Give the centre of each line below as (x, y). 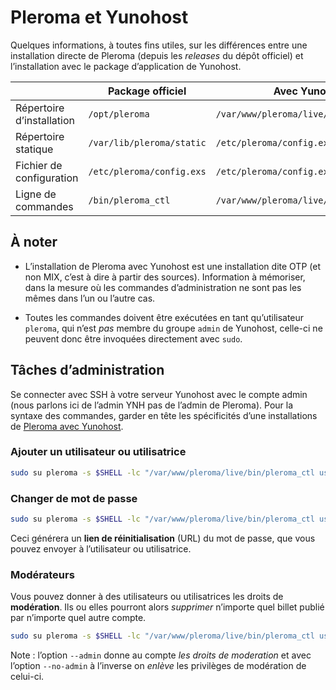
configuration (47, 178)
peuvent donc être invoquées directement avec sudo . (133, 338)
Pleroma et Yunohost (99, 17)
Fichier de (39, 165)
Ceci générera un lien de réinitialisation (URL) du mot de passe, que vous (163, 538)
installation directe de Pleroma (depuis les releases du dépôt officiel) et (157, 55)
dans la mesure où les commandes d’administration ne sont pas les (163, 287)
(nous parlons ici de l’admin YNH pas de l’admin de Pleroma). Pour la (152, 405)
